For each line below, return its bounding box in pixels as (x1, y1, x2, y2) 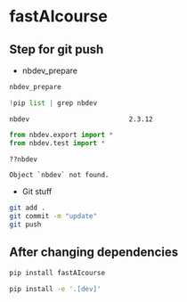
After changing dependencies (9, 245, 179, 260)
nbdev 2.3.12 (9, 114, 153, 124)
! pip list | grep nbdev (9, 98, 98, 108)
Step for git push (9, 42, 104, 57)
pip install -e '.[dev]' (9, 284, 102, 293)
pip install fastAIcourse (9, 268, 105, 277)
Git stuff (21, 186, 53, 197)
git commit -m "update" (9, 212, 98, 221)
